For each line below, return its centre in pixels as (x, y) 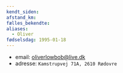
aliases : (17, 29)
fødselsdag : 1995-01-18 (36, 40)
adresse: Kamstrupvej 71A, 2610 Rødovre (66, 63)
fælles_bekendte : (28, 23)
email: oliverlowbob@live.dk (50, 57)
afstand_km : (21, 17)
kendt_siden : (23, 12)
